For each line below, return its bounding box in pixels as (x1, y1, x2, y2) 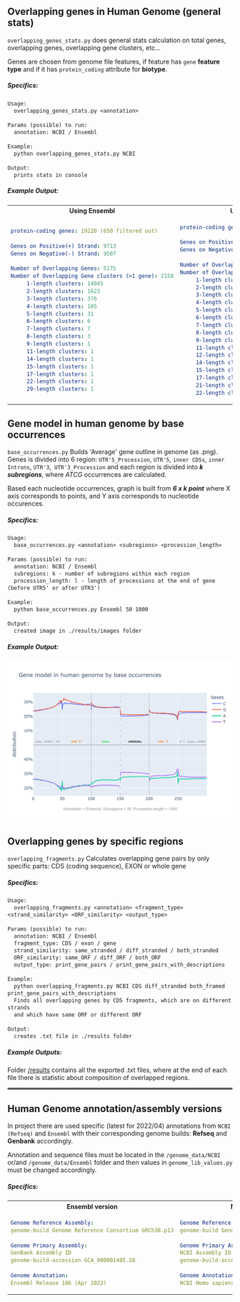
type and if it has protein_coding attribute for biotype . (7, 64, 168, 74)
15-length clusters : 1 (26, 363, 94, 370)
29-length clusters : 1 (26, 386, 94, 393)
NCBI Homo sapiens (179, 1279, 234, 1286)
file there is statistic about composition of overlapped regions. (7, 1073, 190, 1082)
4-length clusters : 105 (26, 303, 98, 310)
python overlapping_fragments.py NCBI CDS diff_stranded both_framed (14, 983, 225, 990)
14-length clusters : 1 (26, 355, 94, 363)
